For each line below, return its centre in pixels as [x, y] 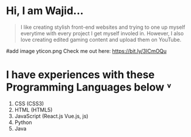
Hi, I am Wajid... [45, 11]
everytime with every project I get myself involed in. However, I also [102, 33]
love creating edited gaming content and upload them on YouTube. [101, 39]
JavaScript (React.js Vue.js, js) [52, 116]
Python [23, 122]
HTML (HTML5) [33, 109]
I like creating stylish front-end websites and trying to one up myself [103, 27]
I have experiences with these [81, 75]
